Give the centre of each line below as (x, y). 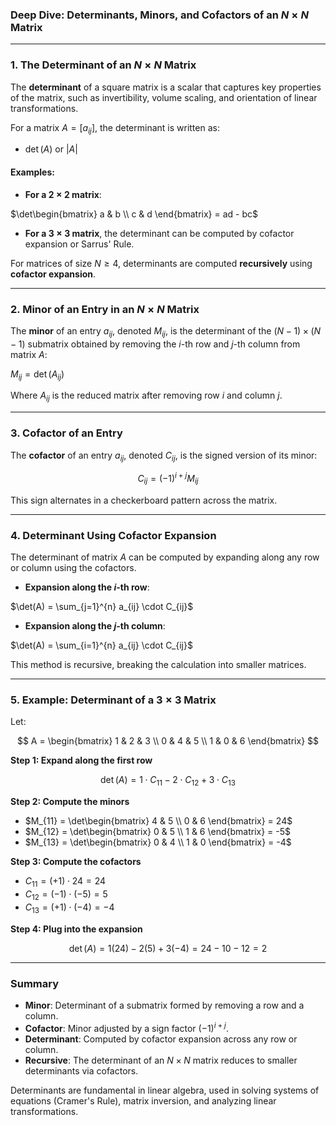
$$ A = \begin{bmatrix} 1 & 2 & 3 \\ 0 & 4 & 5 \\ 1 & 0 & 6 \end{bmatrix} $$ (168, 741)
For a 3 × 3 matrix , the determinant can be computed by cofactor (159, 233)
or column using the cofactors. (73, 568)
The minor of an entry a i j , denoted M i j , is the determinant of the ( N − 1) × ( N (166, 331)
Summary (35, 983)
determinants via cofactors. (81, 1070)
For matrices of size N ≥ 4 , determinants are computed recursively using (161, 263)
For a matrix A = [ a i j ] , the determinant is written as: (115, 128)
